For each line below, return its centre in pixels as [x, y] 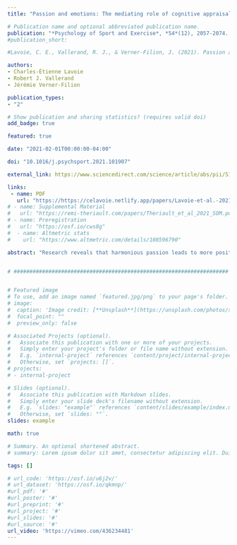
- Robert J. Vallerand [41, 78]
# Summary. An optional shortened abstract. [74, 446]
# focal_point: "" [36, 316]
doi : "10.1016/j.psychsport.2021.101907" [69, 162]
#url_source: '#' [33, 524]
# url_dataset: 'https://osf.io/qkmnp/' [68, 485]
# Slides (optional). [39, 388]
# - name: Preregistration [47, 220]
